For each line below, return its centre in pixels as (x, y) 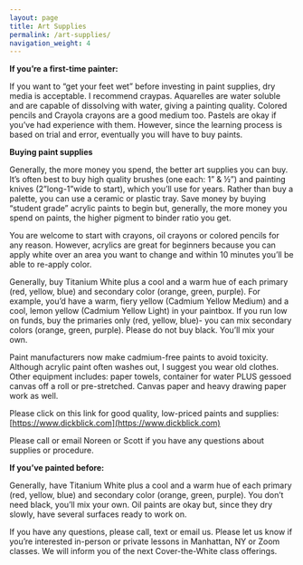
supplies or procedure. (52, 451)
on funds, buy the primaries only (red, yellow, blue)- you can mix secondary (151, 321)
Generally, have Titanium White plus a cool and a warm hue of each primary (151, 485)
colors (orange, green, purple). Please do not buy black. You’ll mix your (142, 330)
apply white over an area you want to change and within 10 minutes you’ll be (151, 255)
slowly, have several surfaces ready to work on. (98, 514)
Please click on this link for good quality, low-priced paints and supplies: (144, 414)
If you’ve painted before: (57, 468)
